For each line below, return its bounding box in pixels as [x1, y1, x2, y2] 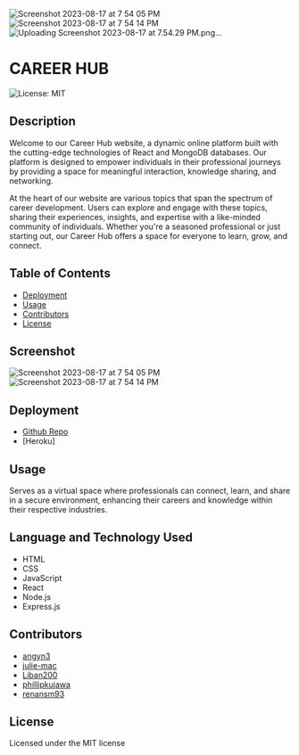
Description [9, 114, 76, 129]
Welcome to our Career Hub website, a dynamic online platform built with [9, 137, 279, 148]
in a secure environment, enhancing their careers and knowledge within [9, 495, 273, 505]
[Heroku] [21, 436, 55, 447]
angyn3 [21, 651, 51, 661]
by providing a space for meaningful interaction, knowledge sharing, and [9, 166, 277, 176]
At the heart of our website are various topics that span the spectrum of [9, 193, 273, 203]
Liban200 [21, 669, 58, 680]
